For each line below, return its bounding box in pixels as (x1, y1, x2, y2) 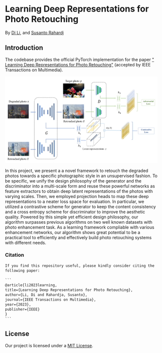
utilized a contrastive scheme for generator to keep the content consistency (5, 203, 156, 209)
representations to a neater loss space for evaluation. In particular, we (5, 199, 144, 204)
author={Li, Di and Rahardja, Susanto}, (5, 292, 88, 297)
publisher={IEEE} (5, 307, 40, 312)
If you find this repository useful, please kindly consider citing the (5, 263, 155, 268)
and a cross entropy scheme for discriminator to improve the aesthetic (5, 209, 145, 215)
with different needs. (5, 240, 46, 246)
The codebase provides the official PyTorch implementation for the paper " (5, 57, 154, 62)
